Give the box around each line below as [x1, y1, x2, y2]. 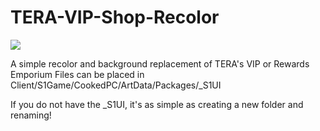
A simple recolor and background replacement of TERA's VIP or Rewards [10, 57, 310, 70]
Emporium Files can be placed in [10, 68, 145, 80]
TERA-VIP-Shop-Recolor [10, 6, 220, 29]
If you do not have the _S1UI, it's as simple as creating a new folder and [10, 98, 304, 110]
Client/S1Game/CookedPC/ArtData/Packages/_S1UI [10, 79, 222, 91]
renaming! [10, 109, 52, 121]
